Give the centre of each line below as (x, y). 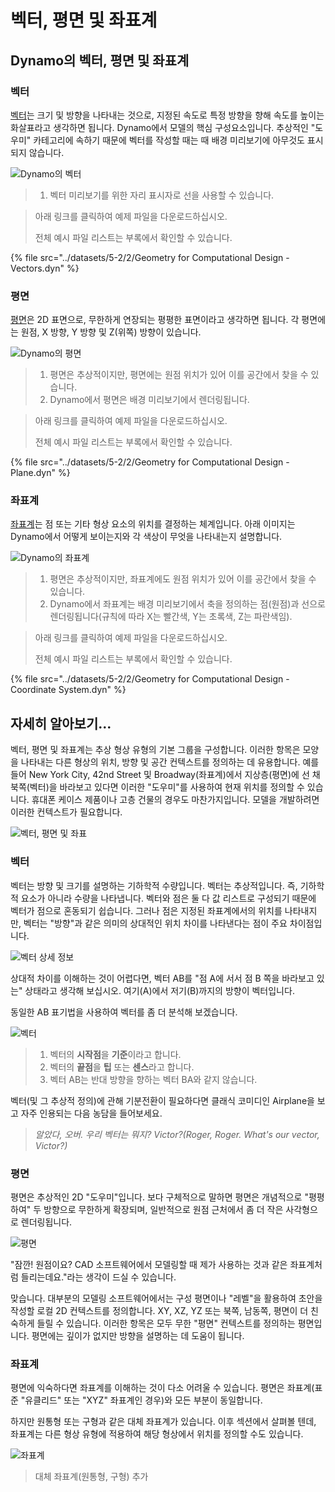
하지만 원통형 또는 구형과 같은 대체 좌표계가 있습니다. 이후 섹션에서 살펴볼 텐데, (163, 1422)
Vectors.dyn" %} (45, 268)
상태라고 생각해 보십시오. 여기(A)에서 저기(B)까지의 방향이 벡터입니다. (159, 990)
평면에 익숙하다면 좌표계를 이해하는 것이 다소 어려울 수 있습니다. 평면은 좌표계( (162, 1388)
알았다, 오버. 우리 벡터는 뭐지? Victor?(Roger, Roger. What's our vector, (177, 1134)
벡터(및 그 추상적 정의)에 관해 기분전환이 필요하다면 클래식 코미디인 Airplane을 (162, 1100)
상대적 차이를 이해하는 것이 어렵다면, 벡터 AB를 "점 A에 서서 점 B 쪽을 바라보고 (162, 978)
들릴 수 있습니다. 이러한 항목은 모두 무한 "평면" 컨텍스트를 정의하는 (166, 1323)
